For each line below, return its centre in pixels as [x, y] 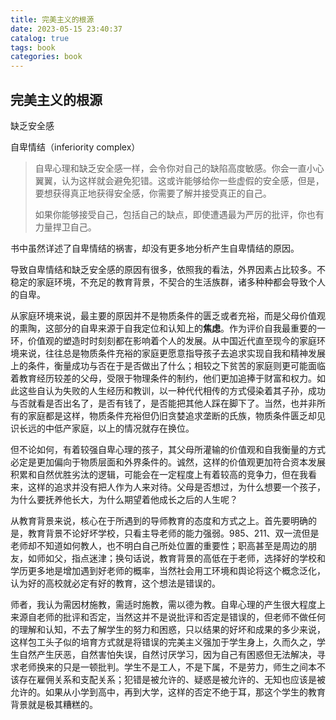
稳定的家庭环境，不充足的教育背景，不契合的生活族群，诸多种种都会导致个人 [168, 282]
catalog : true [40, 38]
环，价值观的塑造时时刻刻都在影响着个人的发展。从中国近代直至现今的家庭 [163, 340]
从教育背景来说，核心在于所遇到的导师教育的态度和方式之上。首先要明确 [159, 520]
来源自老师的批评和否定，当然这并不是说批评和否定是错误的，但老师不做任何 [168, 617]
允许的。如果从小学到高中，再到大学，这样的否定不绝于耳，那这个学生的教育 [168, 692]
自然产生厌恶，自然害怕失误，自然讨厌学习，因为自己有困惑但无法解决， [167, 654]
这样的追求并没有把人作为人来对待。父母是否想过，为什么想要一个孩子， [176, 487]
